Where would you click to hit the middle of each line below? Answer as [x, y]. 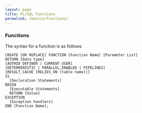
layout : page [18, 9]
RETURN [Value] [25, 93]
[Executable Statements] [35, 89]
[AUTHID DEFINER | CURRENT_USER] [39, 64]
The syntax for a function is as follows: [44, 46]
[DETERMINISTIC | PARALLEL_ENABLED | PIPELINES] [55, 68]
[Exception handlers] [31, 102]
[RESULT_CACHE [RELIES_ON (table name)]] [48, 72]
